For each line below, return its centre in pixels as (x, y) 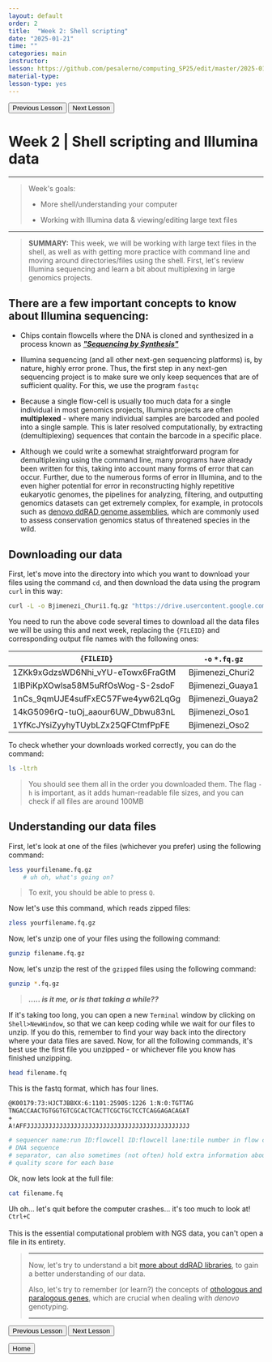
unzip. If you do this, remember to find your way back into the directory (127, 1032)
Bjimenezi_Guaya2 (223, 698)
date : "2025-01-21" (41, 38)
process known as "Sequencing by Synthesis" (100, 344)
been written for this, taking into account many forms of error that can (137, 469)
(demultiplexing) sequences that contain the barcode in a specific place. (140, 436)
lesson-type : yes (38, 83)
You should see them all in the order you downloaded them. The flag (142, 783)
